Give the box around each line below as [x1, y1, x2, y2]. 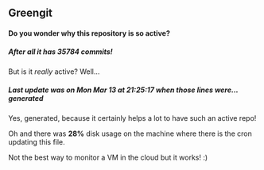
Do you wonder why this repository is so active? [8, 28, 171, 38]
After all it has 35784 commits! [8, 47, 113, 56]
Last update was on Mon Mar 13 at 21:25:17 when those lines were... [8, 85, 239, 95]
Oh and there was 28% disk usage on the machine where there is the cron [8, 129, 252, 138]
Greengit [8, 6, 53, 20]
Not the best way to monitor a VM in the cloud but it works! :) [8, 153, 208, 162]
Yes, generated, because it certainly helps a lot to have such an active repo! [8, 113, 257, 122]
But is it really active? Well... [8, 67, 100, 76]
